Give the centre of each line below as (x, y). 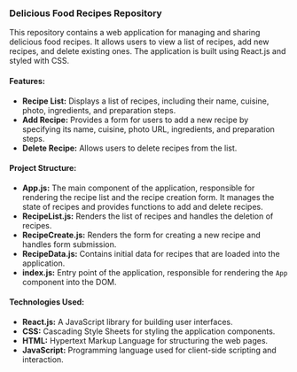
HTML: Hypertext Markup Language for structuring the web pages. (145, 340)
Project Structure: (43, 168)
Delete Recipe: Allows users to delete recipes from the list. (129, 148)
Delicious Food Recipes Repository (86, 13)
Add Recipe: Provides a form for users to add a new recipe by (135, 120)
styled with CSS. (39, 61)
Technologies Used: (47, 302)
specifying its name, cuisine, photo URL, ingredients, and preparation (148, 129)
